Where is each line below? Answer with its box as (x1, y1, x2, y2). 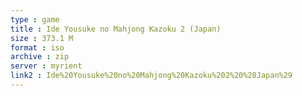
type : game (10, 14, 60, 25)
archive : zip (10, 52, 70, 62)
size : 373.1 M (10, 33, 74, 43)
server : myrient (10, 61, 83, 71)
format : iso (10, 42, 65, 53)
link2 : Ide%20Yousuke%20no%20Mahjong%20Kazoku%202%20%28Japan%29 (10, 71, 293, 81)
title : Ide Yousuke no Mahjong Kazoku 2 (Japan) (10, 24, 222, 34)
